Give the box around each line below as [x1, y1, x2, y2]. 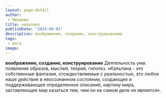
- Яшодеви [7, 17, 29, 22]
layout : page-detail [5, 7, 50, 13]
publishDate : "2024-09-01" [5, 27, 63, 32]
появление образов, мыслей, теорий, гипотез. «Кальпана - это [5, 65, 143, 71]
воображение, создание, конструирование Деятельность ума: [5, 60, 147, 66]
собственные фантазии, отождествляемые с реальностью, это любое [5, 70, 159, 77]
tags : [5, 36, 17, 42]
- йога [7, 41, 22, 46]
